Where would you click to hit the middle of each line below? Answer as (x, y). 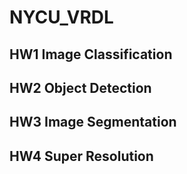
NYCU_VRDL (61, 17)
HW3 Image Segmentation (93, 122)
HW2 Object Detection (80, 87)
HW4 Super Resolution (81, 156)
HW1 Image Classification (91, 54)
